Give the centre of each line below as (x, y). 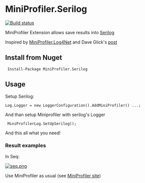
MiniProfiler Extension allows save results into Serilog (60, 32)
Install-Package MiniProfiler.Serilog (47, 69)
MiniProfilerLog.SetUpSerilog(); (42, 123)
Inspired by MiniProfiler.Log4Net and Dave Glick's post (61, 42)
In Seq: (12, 156)
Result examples (26, 146)
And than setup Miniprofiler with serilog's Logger (55, 115)
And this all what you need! (33, 133)
